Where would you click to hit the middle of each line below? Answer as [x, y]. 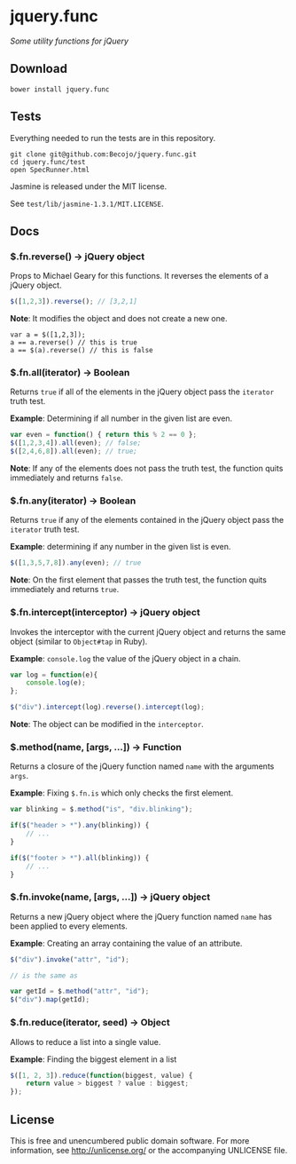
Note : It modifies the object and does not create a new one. [119, 319]
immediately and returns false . [66, 478]
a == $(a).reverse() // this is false [82, 351]
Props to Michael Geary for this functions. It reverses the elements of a [140, 276]
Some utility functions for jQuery [70, 41]
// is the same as [44, 975]
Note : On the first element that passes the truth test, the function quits [138, 580]
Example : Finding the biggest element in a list [93, 1059]
